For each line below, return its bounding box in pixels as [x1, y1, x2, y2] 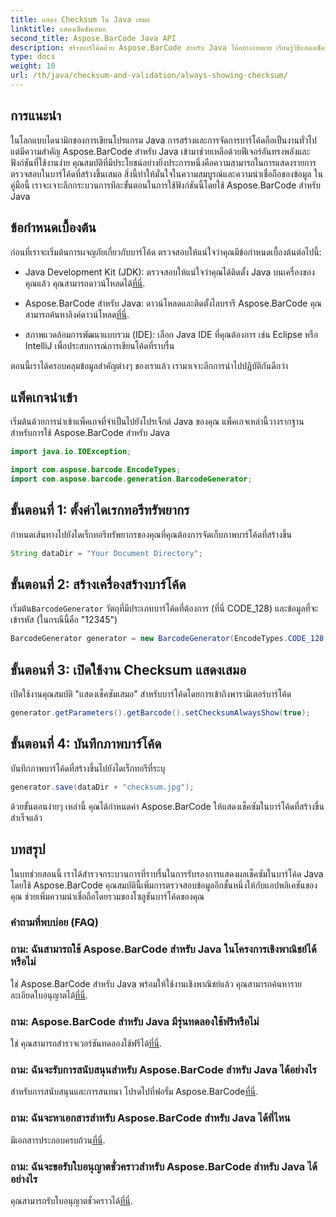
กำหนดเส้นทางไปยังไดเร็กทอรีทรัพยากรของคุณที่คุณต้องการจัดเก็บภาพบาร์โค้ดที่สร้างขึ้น [10, 528, 292, 540]
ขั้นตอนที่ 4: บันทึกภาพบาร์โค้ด [10, 736, 162, 753]
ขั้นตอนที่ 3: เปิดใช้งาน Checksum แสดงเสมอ [10, 661, 247, 678]
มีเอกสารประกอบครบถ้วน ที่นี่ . [10, 1134, 106, 1146]
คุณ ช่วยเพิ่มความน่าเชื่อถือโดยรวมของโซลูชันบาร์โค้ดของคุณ [10, 890, 205, 902]
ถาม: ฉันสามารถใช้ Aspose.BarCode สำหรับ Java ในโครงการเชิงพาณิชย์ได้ [10, 942, 317, 956]
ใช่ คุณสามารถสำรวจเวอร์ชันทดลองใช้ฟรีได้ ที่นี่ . [10, 1037, 162, 1050]
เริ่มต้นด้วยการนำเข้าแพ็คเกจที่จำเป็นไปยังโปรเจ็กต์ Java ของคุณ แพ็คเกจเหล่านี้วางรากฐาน [10, 416, 305, 428]
